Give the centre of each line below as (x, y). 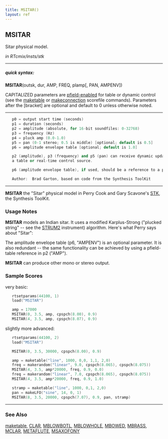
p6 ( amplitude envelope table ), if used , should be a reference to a (86, 170)
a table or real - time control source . (52, 161)
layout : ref (17, 14)
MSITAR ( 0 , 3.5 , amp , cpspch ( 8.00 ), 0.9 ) (54, 314)
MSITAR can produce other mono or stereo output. (57, 263)
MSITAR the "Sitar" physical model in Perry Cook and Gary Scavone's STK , (83, 193)
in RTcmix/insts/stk (25, 56)
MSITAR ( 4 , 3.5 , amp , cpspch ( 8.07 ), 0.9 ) (54, 319)
